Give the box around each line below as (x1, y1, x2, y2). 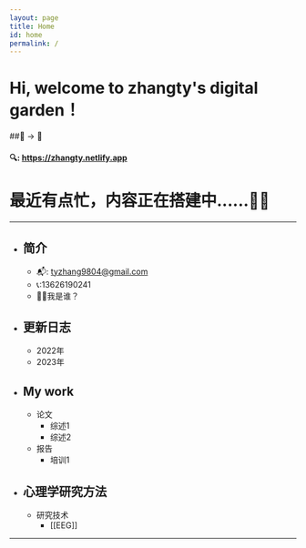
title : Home (9, 22, 55, 31)
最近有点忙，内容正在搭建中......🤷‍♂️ (9, 190, 270, 210)
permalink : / (9, 38, 59, 48)
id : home (9, 30, 43, 39)
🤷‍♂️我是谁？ (36, 290, 79, 301)
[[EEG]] (49, 520, 78, 531)
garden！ (9, 100, 81, 121)
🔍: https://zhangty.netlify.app (9, 152, 127, 163)
